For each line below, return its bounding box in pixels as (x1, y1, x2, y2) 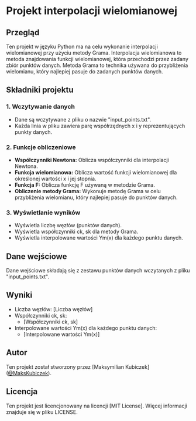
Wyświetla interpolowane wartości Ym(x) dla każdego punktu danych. (14, 234, 183, 241)
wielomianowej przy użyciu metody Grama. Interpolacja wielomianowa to (6, 49, 182, 56)
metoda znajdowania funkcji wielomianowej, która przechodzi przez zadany (6, 56, 189, 62)
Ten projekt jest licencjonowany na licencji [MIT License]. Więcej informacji (6, 402, 187, 409)
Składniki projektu (6, 85, 74, 95)
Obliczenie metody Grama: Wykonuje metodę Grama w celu (14, 187, 161, 194)
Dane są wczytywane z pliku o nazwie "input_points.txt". (14, 116, 152, 123)
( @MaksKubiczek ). (6, 369, 51, 376)
